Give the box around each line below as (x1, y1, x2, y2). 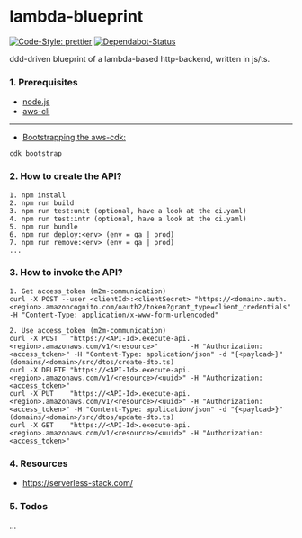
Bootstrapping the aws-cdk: (22, 132, 127, 143)
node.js (22, 96, 51, 107)
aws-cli (22, 106, 50, 117)
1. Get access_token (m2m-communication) (9, 286, 167, 296)
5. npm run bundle (9, 222, 78, 231)
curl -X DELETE (9, 365, 67, 374)
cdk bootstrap (9, 149, 63, 158)
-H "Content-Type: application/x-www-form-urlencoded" (9, 310, 219, 319)
